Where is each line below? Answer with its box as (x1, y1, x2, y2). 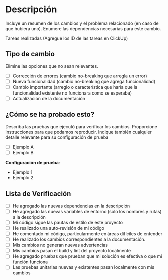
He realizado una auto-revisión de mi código (12, 225, 104, 231)
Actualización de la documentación (12, 95, 85, 101)
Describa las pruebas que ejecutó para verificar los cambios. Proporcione (5, 123, 158, 129)
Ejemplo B (12, 149, 34, 155)
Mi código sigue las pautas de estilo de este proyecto (12, 219, 123, 225)
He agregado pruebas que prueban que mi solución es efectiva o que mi (12, 253, 162, 259)
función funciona (12, 259, 48, 265)
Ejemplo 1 (12, 169, 33, 175)
